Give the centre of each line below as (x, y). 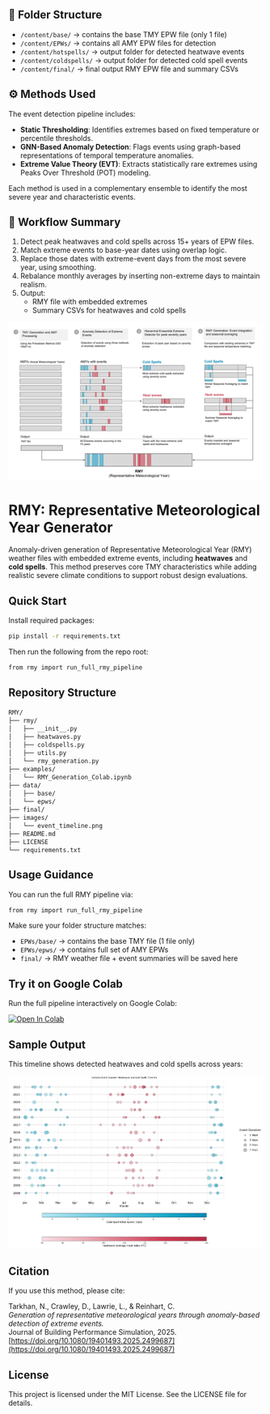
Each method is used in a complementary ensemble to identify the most (128, 188)
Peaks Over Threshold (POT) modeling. (85, 172)
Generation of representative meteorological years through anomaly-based (134, 1315)
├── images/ (28, 817)
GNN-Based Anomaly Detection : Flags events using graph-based (130, 146)
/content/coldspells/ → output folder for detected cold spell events (134, 60)
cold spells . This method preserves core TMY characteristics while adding (133, 567)
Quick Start (38, 601)
